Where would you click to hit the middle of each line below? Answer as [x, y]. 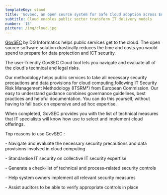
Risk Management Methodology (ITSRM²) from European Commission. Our [82, 88]
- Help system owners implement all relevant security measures [70, 178]
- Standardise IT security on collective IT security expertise [66, 158]
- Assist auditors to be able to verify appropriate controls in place [72, 188]
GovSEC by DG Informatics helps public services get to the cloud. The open [83, 42]
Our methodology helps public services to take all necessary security [76, 78]
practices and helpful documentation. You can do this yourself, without [78, 99]
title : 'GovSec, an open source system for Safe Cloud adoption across [81, 14]
